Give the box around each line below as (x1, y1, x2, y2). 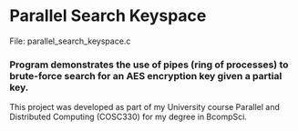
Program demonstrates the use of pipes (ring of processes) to (9, 58, 289, 71)
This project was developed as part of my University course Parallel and (9, 102, 281, 113)
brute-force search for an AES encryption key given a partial (9, 69, 283, 82)
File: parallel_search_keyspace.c (9, 35, 131, 46)
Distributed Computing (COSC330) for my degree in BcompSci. (9, 111, 248, 123)
